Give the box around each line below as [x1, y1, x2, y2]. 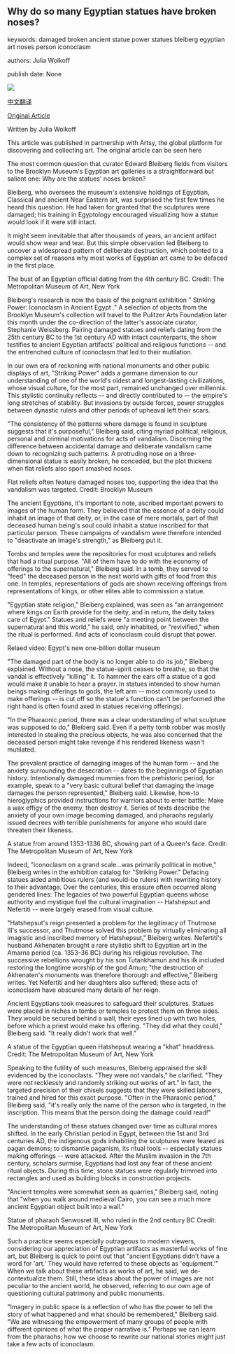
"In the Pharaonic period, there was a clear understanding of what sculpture [7, 715, 227, 724]
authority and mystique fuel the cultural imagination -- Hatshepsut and [7, 897, 211, 906]
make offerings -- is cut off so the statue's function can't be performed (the [7, 694, 225, 703]
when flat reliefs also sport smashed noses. [7, 464, 133, 472]
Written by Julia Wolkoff [7, 125, 76, 133]
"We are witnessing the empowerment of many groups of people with [7, 1317, 208, 1326]
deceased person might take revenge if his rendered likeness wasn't [7, 738, 205, 746]
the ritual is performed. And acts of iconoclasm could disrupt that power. [7, 630, 217, 638]
